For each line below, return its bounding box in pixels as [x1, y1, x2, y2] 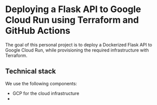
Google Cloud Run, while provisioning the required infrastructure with [5, 47, 149, 53]
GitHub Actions [5, 25, 70, 36]
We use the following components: [5, 80, 77, 86]
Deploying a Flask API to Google [5, 4, 141, 15]
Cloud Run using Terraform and [5, 14, 139, 26]
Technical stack [5, 67, 56, 76]
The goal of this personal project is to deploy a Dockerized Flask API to [5, 41, 152, 47]
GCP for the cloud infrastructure [12, 90, 80, 96]
